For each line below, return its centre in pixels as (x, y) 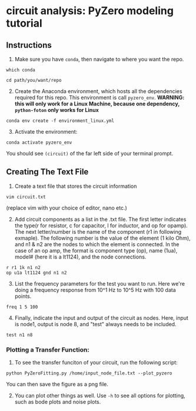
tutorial (24, 23)
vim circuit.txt (26, 197)
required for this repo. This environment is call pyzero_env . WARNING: (99, 97)
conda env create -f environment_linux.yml (60, 121)
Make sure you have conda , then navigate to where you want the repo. (99, 59)
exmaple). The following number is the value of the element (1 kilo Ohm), (102, 238)
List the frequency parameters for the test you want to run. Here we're (100, 283)
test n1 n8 (19, 335)
